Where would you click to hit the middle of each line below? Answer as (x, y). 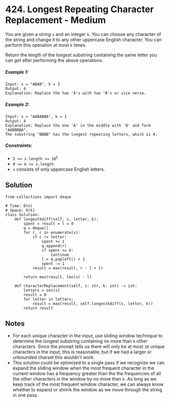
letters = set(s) (42, 290)
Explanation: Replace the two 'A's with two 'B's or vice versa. (76, 93)
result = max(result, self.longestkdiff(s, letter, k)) (93, 303)
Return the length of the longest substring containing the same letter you (81, 55)
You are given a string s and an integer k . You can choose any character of (83, 34)
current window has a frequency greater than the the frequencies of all (87, 374)
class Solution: (22, 214)
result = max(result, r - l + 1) (67, 268)
